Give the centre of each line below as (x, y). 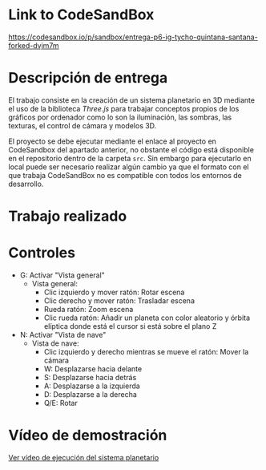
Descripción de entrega (88, 78)
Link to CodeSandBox (81, 15)
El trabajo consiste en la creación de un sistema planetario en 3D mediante (131, 100)
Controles (42, 253)
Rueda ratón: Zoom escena (89, 309)
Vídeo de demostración (88, 436)
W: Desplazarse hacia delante (93, 369)
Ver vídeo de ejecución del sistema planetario (84, 457)
